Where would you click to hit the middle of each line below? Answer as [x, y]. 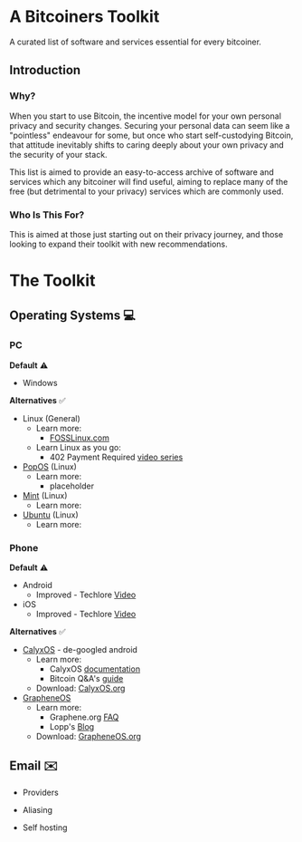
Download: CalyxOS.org [80, 688]
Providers [40, 792]
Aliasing [37, 809]
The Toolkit [52, 281]
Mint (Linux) [45, 495]
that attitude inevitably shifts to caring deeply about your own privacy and [147, 145]
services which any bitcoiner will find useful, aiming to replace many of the [149, 181]
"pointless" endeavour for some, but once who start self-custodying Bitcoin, [151, 135]
